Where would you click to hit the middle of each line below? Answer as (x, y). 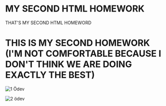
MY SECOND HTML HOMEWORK (75, 9)
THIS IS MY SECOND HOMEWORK (78, 43)
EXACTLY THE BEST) (50, 75)
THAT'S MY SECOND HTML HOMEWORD (48, 23)
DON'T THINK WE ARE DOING (69, 65)
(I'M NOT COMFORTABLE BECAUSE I (83, 54)
